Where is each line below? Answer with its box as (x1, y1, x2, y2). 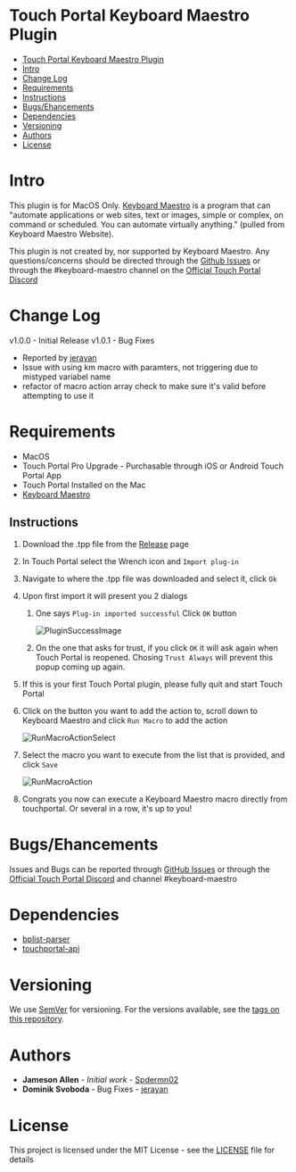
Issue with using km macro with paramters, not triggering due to (21, 362, 259, 372)
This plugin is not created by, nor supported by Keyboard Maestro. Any (9, 245, 270, 256)
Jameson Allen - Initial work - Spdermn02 (21, 1075, 179, 1085)
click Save (21, 759, 58, 769)
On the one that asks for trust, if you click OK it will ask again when (35, 642, 278, 652)
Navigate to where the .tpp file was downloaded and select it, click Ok (21, 573, 277, 584)
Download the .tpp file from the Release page (21, 538, 189, 549)
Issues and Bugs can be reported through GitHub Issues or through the (9, 863, 270, 875)
